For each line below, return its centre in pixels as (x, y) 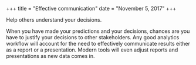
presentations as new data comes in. (50, 56)
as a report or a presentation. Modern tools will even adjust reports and (92, 50)
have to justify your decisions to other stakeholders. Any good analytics (93, 37)
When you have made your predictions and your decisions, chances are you (98, 31)
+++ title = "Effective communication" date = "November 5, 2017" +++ (91, 8)
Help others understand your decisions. (54, 20)
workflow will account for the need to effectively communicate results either (98, 44)
